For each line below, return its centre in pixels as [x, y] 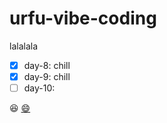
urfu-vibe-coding [83, 18]
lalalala [24, 46]
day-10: [39, 88]
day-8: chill [47, 65]
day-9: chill [47, 76]
